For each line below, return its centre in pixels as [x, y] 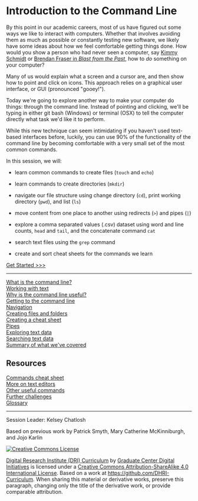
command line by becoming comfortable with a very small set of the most [95, 143]
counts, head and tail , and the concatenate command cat [85, 230]
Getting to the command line [41, 301]
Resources [26, 364]
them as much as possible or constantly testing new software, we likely [93, 40]
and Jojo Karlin [24, 437]
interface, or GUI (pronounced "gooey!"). [56, 89]
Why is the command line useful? [46, 294]
